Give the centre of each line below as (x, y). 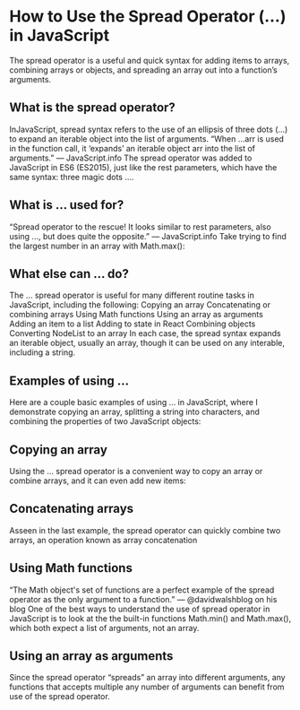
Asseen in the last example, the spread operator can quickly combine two (145, 530)
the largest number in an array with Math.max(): (97, 246)
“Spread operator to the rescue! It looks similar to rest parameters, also (140, 227)
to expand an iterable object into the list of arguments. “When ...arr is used (147, 139)
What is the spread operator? (93, 108)
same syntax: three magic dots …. (72, 177)
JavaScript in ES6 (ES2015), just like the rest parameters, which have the (143, 167)
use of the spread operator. (60, 697)
